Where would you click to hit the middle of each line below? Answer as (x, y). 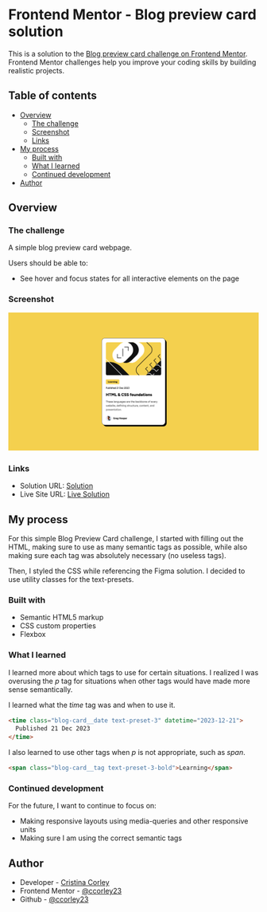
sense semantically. (41, 689)
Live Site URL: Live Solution (64, 494)
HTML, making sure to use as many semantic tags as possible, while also (128, 547)
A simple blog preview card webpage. (70, 248)
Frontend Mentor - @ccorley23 (70, 891)
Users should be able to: (48, 263)
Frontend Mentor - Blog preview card (132, 15)
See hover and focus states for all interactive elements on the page (130, 279)
